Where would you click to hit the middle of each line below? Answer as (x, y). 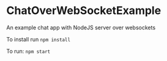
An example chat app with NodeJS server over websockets (81, 27)
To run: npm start (28, 51)
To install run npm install (39, 39)
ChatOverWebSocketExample (84, 11)
